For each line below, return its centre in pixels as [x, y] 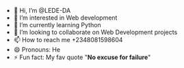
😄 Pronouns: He [37, 50]
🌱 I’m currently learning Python [57, 25]
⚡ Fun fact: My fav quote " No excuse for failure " [82, 57]
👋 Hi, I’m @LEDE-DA [42, 11]
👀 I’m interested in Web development [65, 18]
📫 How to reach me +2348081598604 [68, 40]
